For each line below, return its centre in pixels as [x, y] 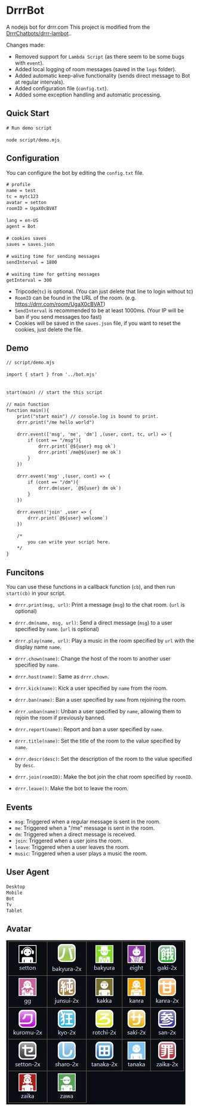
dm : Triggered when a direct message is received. [75, 834]
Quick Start [28, 113]
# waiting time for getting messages [53, 274]
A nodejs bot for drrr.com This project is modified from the [78, 27]
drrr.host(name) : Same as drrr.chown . [62, 677]
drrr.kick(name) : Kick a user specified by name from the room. [91, 688]
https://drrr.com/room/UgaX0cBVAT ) [60, 304]
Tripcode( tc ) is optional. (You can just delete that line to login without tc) [104, 291]
